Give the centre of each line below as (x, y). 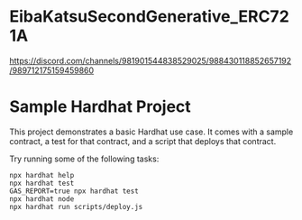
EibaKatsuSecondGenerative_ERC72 (150, 17)
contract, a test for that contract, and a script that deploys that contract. (143, 141)
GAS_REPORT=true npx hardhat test (74, 191)
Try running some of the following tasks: (84, 159)
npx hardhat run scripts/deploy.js (76, 206)
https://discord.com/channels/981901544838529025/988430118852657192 (151, 60)
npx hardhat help (42, 175)
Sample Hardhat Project (100, 107)
